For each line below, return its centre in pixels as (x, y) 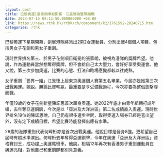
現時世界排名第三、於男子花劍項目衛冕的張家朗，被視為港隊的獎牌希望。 (77, 58)
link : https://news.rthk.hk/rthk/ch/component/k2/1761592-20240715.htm (79, 23)
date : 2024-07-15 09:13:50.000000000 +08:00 (51, 18)
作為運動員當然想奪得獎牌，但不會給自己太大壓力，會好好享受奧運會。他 (86, 64)
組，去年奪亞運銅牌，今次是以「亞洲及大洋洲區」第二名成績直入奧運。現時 (79, 109)
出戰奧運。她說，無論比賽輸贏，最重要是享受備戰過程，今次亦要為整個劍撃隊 (81, 87)
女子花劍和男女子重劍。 (37, 48)
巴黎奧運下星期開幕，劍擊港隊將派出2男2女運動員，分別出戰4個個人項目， (79, 42)
